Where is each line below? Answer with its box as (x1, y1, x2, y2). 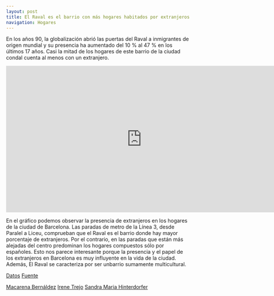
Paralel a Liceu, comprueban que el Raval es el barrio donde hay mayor (6, 230, 179, 237)
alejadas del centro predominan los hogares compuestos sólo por (6, 242, 165, 249)
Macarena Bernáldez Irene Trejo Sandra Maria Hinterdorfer (6, 284, 148, 291)
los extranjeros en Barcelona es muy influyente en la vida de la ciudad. (6, 254, 177, 261)
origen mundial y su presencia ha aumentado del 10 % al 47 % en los (6, 42, 173, 49)
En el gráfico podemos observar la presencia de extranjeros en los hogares (6, 217, 188, 224)
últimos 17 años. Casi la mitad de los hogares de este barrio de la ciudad (6, 48, 180, 55)
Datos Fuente (6, 272, 39, 279)
